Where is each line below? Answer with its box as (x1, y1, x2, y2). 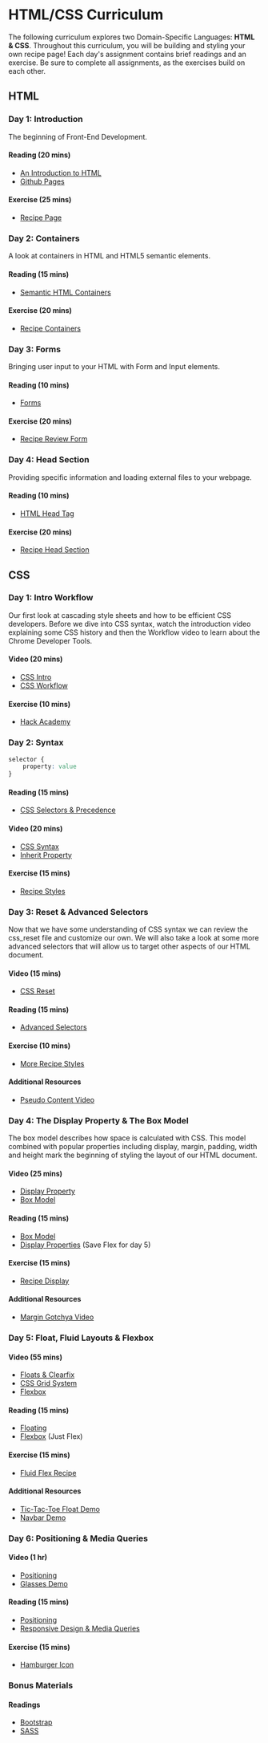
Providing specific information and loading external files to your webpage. (8, 472, 252, 482)
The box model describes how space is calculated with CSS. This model (8, 1133, 246, 1143)
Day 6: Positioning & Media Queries (8, 1533, 148, 1544)
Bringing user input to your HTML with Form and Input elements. (8, 362, 221, 372)
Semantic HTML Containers (19, 287, 112, 297)
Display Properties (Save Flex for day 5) (19, 1240, 151, 1249)
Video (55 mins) (8, 1352, 62, 1362)
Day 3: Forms (8, 343, 62, 355)
